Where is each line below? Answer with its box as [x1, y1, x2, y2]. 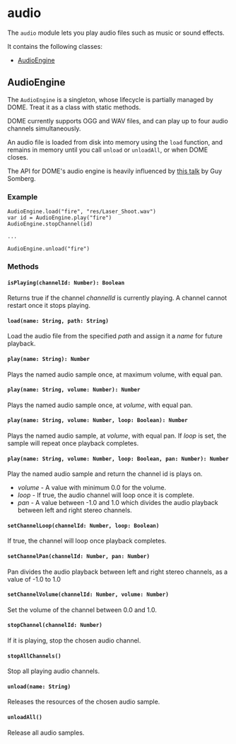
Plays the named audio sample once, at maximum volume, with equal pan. [7, 370, 223, 379]
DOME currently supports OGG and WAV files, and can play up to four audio [7, 116, 228, 125]
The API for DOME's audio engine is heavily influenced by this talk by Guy [7, 167, 223, 175]
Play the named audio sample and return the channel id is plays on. [7, 470, 203, 478]
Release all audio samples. [7, 728, 85, 737]
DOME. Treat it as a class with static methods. [7, 103, 141, 111]
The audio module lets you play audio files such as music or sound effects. [7, 28, 225, 37]
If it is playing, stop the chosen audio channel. [7, 636, 141, 645]
